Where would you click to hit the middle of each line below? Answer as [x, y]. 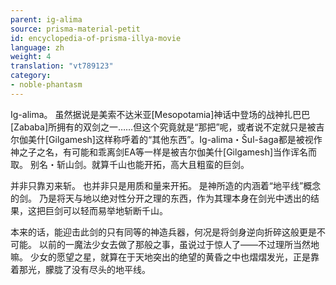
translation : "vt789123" [62, 66]
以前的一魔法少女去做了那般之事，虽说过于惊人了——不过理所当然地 [179, 244]
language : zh [37, 47]
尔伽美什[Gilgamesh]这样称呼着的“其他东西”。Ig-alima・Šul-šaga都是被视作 [166, 139]
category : [31, 76]
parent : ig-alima [46, 19]
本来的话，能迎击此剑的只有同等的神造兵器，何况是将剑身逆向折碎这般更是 [163, 232]
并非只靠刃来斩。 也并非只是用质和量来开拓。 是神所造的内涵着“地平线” [157, 185]
